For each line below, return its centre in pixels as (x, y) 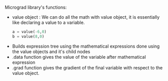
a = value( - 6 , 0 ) (29, 32)
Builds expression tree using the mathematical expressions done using (86, 46)
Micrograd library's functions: (36, 7)
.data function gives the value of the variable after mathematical (79, 57)
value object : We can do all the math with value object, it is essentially (86, 17)
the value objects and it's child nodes (51, 51)
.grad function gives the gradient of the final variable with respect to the (87, 67)
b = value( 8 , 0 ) (28, 36)
